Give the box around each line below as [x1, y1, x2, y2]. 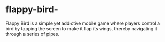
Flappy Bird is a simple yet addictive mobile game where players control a [5, 20, 160, 26]
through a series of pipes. [5, 31, 60, 37]
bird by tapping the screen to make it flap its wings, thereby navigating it [5, 25, 157, 31]
